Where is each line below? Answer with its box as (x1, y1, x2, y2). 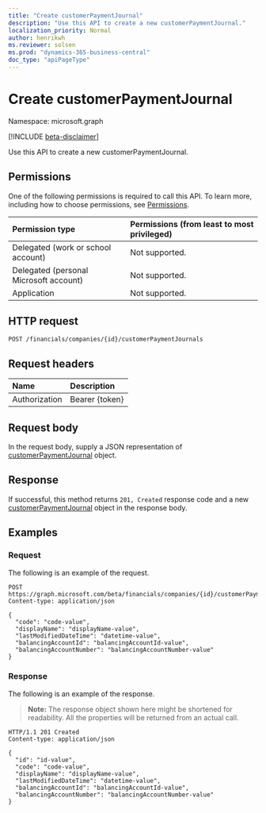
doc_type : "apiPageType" (8, 56, 90, 64)
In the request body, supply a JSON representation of (8, 442, 183, 452)
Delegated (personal (12, 264, 89, 275)
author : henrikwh (8, 33, 66, 42)
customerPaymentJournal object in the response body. (8, 503, 188, 512)
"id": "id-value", (15, 756, 77, 764)
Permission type (12, 223, 76, 234)
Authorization (12, 394, 63, 405)
